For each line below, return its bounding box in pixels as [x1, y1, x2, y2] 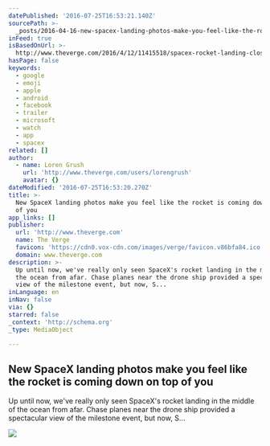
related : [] [8, 146, 48, 154]
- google [15, 72, 45, 80]
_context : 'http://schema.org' [8, 318, 113, 326]
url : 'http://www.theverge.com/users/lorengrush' [22, 169, 193, 177]
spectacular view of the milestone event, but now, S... [8, 413, 186, 423]
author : [8, 153, 35, 162]
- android [15, 94, 48, 102]
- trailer [15, 109, 48, 117]
